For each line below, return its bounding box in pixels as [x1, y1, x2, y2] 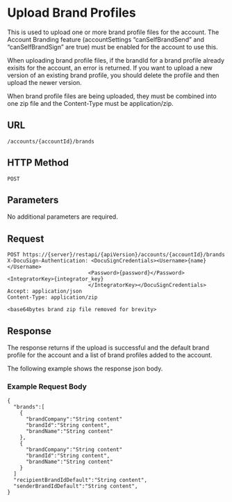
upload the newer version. [7, 78, 82, 86]
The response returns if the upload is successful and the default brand [7, 343, 210, 352]
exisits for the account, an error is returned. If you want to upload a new [7, 63, 213, 72]
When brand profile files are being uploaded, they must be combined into [7, 92, 217, 100]
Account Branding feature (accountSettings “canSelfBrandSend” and [7, 35, 205, 43]
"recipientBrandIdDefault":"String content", [13, 477, 148, 484]
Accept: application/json [7, 288, 82, 295]
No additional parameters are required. [7, 212, 118, 221]
